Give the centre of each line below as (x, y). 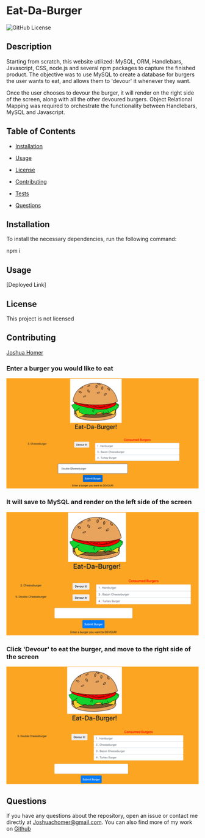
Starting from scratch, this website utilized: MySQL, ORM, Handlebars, (95, 61)
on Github (19, 829)
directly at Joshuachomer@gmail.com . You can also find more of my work (99, 822)
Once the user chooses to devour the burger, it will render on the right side (100, 93)
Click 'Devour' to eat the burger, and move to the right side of (99, 649)
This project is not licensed (40, 319)
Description (29, 47)
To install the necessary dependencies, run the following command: (92, 239)
